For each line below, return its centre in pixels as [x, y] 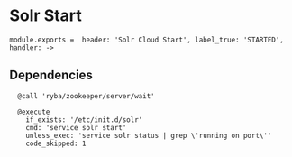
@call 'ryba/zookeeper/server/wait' [86, 96]
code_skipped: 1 [56, 143]
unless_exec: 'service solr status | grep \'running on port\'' [149, 135]
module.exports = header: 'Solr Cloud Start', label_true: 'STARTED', [146, 40]
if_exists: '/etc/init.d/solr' [84, 120]
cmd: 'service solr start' [76, 127]
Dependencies [51, 75]
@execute [34, 112]
